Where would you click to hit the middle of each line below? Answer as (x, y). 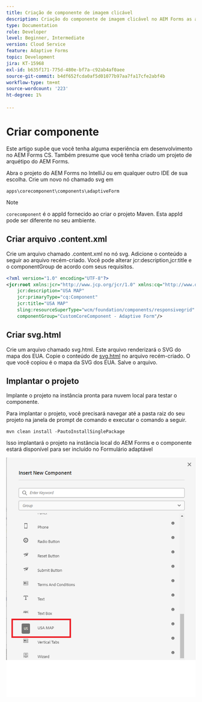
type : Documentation (32, 25)
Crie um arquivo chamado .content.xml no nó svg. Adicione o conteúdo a (97, 254)
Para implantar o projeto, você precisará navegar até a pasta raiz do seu (96, 414)
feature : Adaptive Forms (37, 51)
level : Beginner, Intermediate (45, 38)
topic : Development (31, 57)
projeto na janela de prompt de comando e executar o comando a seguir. (96, 420)
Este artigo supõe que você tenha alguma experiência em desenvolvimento (99, 148)
